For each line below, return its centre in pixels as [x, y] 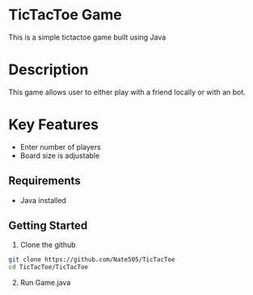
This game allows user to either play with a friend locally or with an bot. [127, 92]
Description [48, 70]
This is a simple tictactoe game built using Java [87, 37]
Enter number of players [60, 147]
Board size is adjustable [60, 156]
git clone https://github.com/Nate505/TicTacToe [92, 260]
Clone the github [48, 245]
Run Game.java [45, 283]
